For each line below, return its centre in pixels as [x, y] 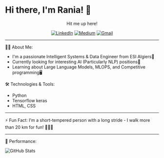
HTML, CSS [24, 106]
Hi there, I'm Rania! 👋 [48, 10]
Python [19, 95]
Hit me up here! [82, 23]
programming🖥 [27, 72]
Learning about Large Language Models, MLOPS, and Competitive [79, 67]
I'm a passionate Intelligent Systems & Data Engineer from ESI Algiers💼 [83, 56]
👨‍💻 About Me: [19, 47]
